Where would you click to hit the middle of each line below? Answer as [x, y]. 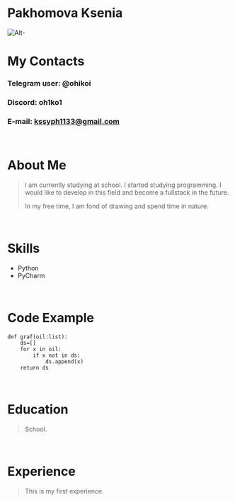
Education [38, 410]
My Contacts [46, 61]
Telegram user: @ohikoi [49, 84]
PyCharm [31, 276]
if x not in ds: [57, 355]
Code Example [51, 318]
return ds [35, 368]
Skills [24, 249]
